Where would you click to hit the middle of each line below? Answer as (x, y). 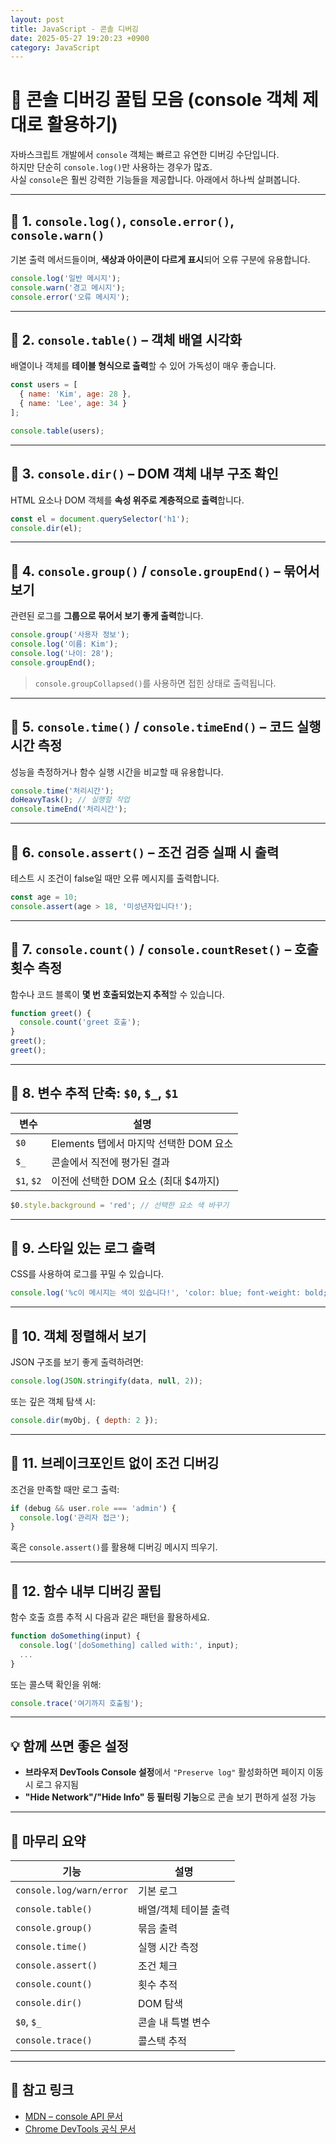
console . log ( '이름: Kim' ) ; (64, 644)
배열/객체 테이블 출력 (184, 1910)
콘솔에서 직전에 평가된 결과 (110, 1162)
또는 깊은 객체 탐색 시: (53, 1401)
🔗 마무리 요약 (48, 1841)
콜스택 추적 (162, 2041)
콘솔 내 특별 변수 (174, 2023)
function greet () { (51, 1013)
